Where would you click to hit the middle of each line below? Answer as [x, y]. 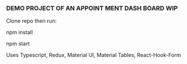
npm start [18, 44]
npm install [20, 32]
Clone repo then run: [31, 21]
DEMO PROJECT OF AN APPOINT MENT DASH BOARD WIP [92, 8]
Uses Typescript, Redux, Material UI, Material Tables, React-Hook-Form [93, 55]
